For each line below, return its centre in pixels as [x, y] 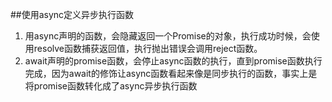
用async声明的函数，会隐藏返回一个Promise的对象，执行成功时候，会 [168, 36]
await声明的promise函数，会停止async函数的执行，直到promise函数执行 [173, 61]
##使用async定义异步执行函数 [72, 14]
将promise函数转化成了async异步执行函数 [111, 86]
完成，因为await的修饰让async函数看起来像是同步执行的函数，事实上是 [171, 73]
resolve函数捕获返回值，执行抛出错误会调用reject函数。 [148, 48]
